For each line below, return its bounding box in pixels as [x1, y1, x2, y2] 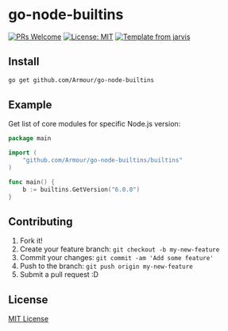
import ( [8, 149, 37, 157]
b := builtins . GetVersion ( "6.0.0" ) [22, 185, 141, 193]
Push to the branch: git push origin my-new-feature [19, 261, 193, 271]
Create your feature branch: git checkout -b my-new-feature [19, 244, 220, 254]
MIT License [8, 314, 49, 324]
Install [8, 55, 40, 68]
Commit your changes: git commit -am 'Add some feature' [19, 253, 214, 263]
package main [8, 134, 52, 142]
